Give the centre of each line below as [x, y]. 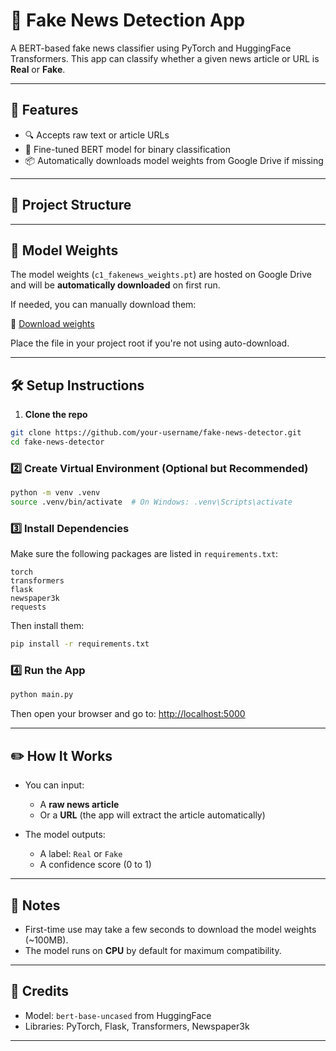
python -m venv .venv [55, 493]
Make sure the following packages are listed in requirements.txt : [144, 554]
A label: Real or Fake [81, 854]
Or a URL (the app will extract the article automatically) [152, 815]
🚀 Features [44, 110]
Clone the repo [56, 415]
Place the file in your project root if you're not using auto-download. [150, 343]
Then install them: [47, 626]
